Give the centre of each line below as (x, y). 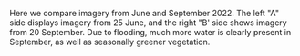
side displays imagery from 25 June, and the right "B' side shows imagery (148, 23)
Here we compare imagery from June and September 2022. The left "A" (145, 13)
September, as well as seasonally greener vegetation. (110, 42)
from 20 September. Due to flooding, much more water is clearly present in (150, 32)
